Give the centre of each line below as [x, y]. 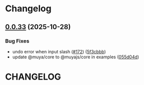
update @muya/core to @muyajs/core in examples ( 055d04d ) [76, 57]
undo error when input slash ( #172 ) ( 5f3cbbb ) [59, 51]
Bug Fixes [17, 41]
